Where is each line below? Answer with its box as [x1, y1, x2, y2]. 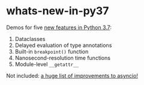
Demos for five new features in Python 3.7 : [6, 24, 112, 31]
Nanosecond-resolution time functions [14, 54, 111, 61]
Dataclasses [14, 35, 46, 42]
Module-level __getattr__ [14, 61, 79, 68]
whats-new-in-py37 [6, 4, 109, 18]
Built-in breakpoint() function [14, 48, 89, 55]
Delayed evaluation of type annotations [14, 42, 112, 49]
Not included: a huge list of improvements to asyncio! [6, 72, 138, 79]
